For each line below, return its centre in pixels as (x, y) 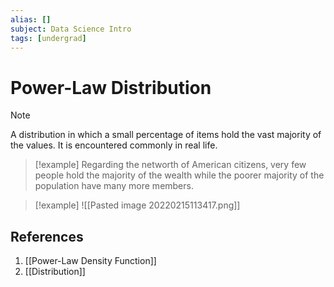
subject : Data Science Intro (71, 29)
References (47, 236)
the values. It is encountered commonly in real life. (114, 145)
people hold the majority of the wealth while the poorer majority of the (179, 175)
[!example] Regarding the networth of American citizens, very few (170, 165)
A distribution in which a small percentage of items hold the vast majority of (166, 135)
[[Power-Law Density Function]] (90, 261)
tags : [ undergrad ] (48, 38)
